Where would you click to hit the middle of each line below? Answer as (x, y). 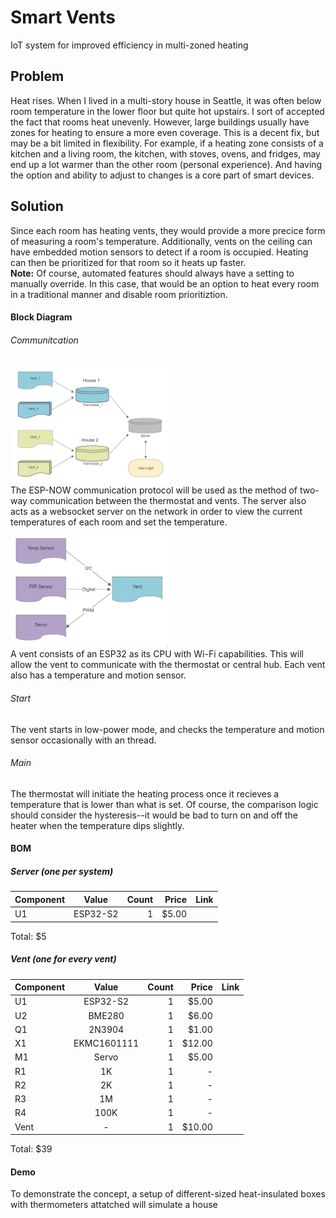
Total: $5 (28, 936)
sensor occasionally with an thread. (83, 740)
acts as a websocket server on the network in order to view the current (156, 512)
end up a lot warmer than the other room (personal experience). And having (166, 164)
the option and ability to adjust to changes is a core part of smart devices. (162, 175)
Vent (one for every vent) (63, 959)
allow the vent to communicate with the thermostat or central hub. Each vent (168, 665)
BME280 (106, 1015)
